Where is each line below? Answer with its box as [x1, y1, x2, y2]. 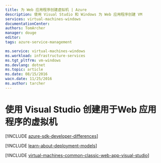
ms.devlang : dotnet [5, 63, 46, 68]
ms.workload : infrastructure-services [5, 53, 85, 58]
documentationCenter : [5, 21, 50, 26]
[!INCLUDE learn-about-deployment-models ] [5, 143, 97, 149]
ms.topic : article [5, 67, 43, 72]
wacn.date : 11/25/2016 [5, 77, 52, 81]
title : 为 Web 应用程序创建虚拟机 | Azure [5, 7, 87, 12]
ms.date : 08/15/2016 [5, 72, 48, 77]
